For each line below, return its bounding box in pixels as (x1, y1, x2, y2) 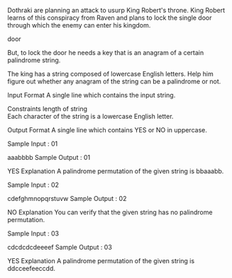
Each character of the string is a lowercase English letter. (7, 112, 174, 120)
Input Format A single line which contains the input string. (7, 91, 176, 99)
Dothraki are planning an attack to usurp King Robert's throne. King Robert (7, 6, 226, 14)
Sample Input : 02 (7, 180, 59, 189)
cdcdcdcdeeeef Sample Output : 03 (7, 243, 112, 251)
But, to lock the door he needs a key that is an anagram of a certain (7, 49, 204, 57)
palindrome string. (7, 56, 61, 64)
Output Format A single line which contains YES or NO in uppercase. (7, 126, 207, 134)
